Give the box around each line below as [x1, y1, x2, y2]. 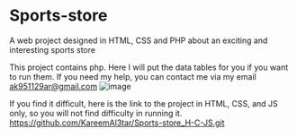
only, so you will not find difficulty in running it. [9, 107, 183, 118]
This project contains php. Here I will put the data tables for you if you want [9, 62, 289, 73]
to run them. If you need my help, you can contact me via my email [9, 71, 256, 81]
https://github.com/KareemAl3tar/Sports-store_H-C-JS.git [9, 117, 225, 128]
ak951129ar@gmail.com [9, 81, 97, 91]
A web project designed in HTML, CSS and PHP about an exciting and [9, 35, 268, 46]
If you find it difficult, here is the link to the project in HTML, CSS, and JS [9, 98, 279, 108]
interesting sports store [9, 44, 96, 55]
